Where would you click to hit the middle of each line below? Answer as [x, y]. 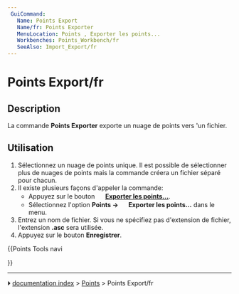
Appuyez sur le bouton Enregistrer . [70, 235]
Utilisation [31, 148]
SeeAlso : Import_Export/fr [57, 47]
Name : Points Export [47, 21]
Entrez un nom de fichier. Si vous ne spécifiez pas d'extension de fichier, [124, 220]
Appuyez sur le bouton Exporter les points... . [99, 196]
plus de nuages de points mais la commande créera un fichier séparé [119, 172]
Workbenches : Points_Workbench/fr [68, 41]
